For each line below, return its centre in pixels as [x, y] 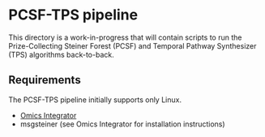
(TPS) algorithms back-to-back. [62, 54]
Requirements [45, 80]
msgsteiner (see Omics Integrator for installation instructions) [122, 124]
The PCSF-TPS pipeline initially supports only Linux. [95, 100]
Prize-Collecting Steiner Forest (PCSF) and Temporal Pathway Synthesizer [132, 45]
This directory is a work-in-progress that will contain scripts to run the [125, 37]
